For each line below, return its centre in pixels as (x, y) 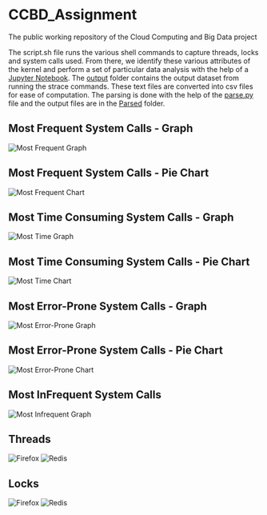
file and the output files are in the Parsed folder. (87, 103)
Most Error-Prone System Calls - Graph (108, 306)
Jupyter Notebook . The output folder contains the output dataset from (124, 78)
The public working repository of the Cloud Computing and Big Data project (133, 37)
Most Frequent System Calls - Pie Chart (109, 173)
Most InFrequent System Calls (85, 395)
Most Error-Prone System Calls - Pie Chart (116, 351)
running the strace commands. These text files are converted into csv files (131, 86)
